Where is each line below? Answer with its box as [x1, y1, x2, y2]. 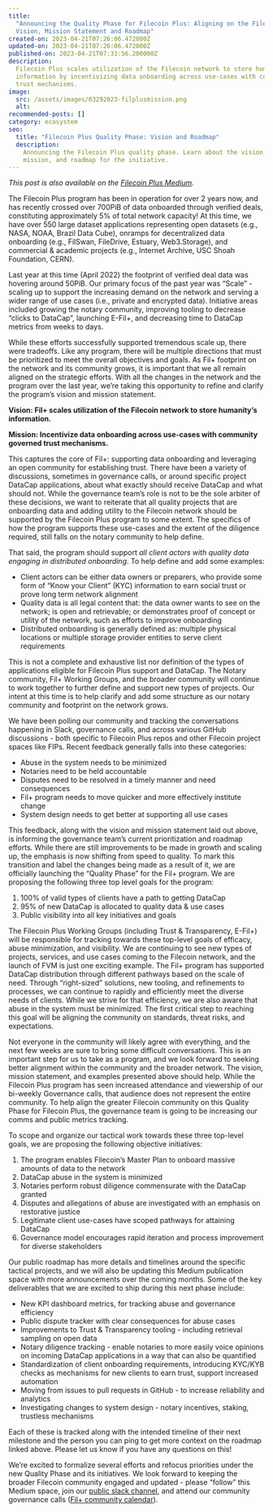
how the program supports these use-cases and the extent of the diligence [8, 523, 260, 533]
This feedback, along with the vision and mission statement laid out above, [8, 825, 258, 835]
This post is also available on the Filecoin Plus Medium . [8, 178, 195, 188]
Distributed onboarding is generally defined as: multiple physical [19, 624, 236, 634]
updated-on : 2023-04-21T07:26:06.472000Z [8, 42, 151, 50]
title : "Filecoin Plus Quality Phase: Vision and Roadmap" [15, 133, 220, 141]
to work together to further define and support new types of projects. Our [8, 683, 255, 693]
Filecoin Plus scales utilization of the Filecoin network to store [15, 65, 253, 73]
